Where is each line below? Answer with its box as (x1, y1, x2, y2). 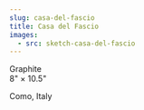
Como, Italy (9, 91, 53, 102)
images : (9, 30, 39, 39)
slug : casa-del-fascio (9, 13, 95, 23)
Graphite (9, 64, 43, 75)
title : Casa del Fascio (9, 22, 100, 31)
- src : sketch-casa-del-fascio (17, 38, 136, 48)
